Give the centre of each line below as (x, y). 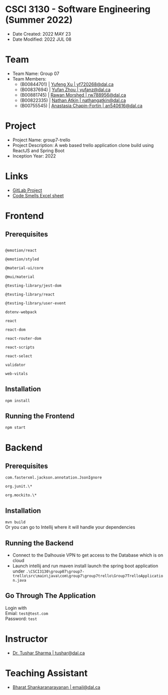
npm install (18, 401)
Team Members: (29, 79)
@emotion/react (21, 250)
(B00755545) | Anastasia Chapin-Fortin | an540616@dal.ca (81, 105)
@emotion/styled (22, 259)
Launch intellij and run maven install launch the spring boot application (85, 566)
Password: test (21, 619)
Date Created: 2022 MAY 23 (42, 34)
